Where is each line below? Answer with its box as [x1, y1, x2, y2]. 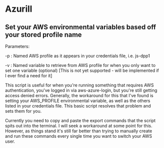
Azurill [5, 3, 33, 15]
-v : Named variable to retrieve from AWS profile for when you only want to [5, 63, 156, 68]
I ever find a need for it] [5, 73, 53, 79]
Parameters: [5, 43, 30, 49]
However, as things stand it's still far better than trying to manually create [5, 128, 152, 134]
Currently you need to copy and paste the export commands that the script [5, 118, 156, 123]
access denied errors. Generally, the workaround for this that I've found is [5, 93, 154, 98]
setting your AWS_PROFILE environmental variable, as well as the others [5, 98, 150, 104]
